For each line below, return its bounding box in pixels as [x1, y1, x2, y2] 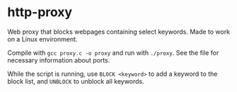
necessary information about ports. [7, 55, 110, 64]
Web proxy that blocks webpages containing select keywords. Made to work [7, 27, 231, 36]
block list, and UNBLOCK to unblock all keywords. [7, 77, 145, 85]
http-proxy [7, 4, 73, 20]
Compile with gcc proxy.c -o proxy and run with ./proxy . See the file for [7, 48, 219, 57]
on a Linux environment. [7, 34, 78, 43]
